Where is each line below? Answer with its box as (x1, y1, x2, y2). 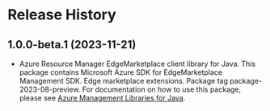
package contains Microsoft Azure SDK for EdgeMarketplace (19, 68, 223, 77)
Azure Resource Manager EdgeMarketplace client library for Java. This (19, 59, 256, 68)
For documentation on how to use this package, (82, 84, 242, 94)
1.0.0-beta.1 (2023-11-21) (7, 38, 137, 51)
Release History (7, 6, 116, 24)
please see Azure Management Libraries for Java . (19, 93, 186, 102)
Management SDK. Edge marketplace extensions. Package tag (19, 76, 228, 85)
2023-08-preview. (19, 84, 81, 94)
